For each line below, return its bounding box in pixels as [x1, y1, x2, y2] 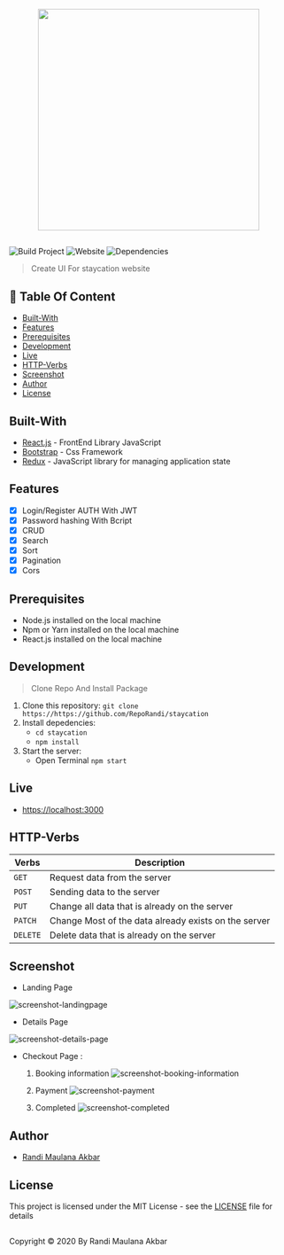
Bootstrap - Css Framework [21, 447, 124, 457]
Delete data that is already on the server [50, 929, 217, 941]
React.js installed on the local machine [21, 634, 163, 644]
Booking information [35, 1068, 110, 1079]
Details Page [21, 1017, 69, 1027]
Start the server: [21, 745, 82, 756]
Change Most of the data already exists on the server [50, 914, 271, 926]
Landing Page [21, 982, 73, 993]
